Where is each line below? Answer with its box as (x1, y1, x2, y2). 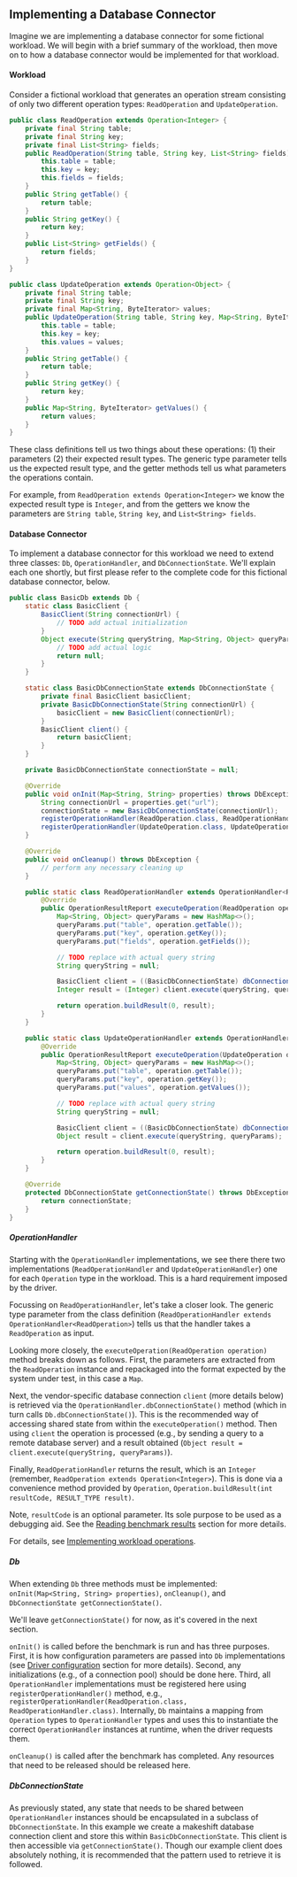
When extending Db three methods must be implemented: (9, 1579, 218, 1589)
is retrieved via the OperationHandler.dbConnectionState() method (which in (9, 1400, 287, 1410)
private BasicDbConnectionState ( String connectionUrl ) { (41, 699, 255, 709)
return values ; (41, 412, 97, 421)
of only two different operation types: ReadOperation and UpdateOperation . (9, 99, 278, 110)
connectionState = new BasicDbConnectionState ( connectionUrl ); (41, 806, 278, 815)
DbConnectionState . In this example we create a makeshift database (9, 1821, 255, 1832)
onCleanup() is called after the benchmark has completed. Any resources (9, 1750, 275, 1761)
